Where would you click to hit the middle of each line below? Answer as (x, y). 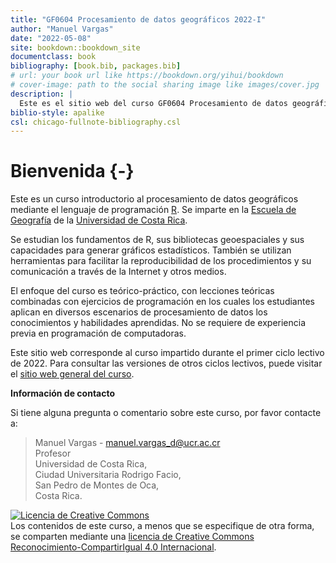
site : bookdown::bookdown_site (75, 47)
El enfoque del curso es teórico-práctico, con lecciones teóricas (142, 291)
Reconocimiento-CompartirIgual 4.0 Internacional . (113, 547)
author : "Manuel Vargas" (62, 29)
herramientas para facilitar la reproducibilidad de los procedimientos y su (161, 261)
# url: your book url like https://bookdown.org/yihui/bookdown (147, 76)
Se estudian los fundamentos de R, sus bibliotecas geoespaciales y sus (157, 240)
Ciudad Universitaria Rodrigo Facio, (108, 475)
